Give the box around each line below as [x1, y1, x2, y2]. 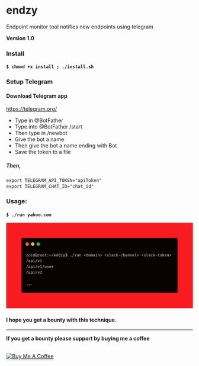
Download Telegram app [6, 92, 68, 99]
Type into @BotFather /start [14, 123, 83, 130]
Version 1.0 [6, 34, 34, 41]
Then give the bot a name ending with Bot [14, 142, 117, 149]
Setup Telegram [6, 78, 53, 86]
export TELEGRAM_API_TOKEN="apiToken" [6, 178, 102, 184]
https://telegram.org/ [6, 105, 57, 113]
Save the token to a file [14, 149, 71, 156]
